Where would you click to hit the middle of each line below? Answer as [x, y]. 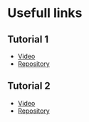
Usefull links [45, 13]
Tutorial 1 [28, 39]
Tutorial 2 [29, 86]
